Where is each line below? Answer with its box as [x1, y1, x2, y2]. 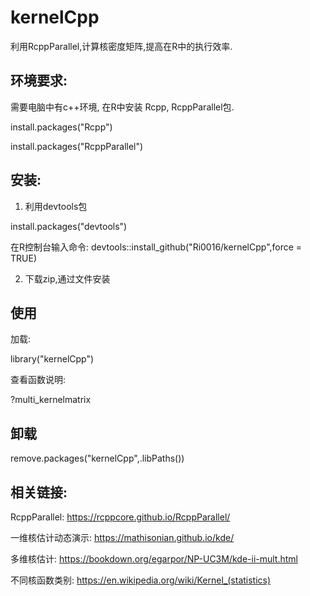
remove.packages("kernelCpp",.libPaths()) [10, 452, 185, 465]
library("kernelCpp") [10, 353, 95, 365]
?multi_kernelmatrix [10, 394, 92, 406]
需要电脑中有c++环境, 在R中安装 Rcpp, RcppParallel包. [10, 101, 235, 113]
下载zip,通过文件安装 [24, 272, 111, 285]
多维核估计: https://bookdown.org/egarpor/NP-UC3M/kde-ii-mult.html [10, 553, 298, 565]
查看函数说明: [10, 374, 67, 386]
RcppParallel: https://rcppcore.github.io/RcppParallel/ [10, 511, 231, 523]
